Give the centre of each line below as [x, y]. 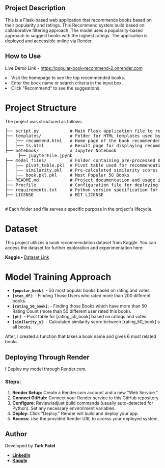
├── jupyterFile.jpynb [45, 155]
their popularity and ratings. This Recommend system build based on [75, 25]
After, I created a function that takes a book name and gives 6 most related [81, 336]
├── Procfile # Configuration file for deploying [82, 185]
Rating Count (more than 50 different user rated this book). [72, 311]
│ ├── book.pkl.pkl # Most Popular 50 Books [67, 175]
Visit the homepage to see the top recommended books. [68, 78]
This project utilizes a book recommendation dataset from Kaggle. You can [81, 242]
